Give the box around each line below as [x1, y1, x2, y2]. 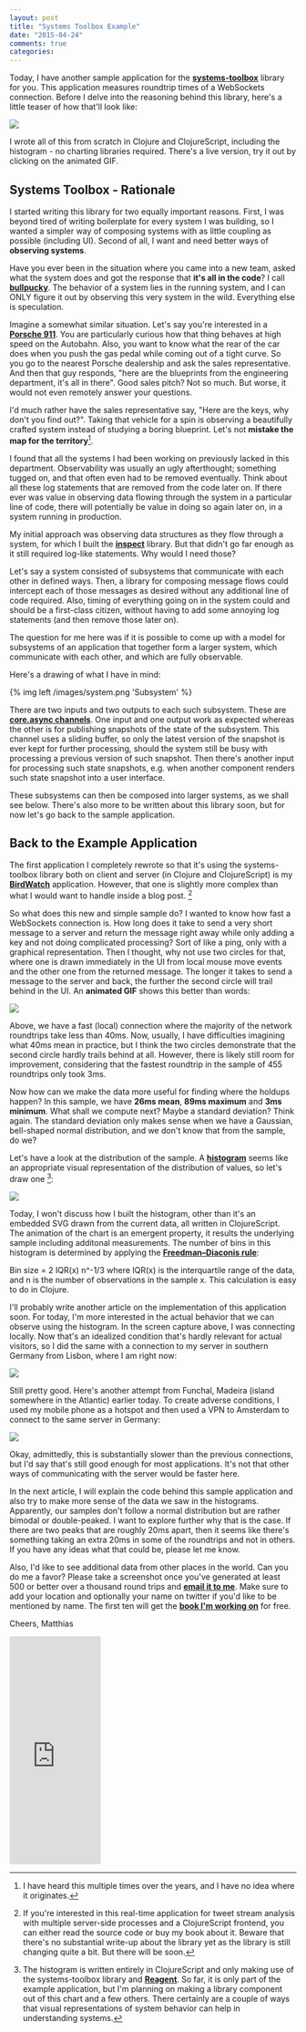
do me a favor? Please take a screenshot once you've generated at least [9, 1571, 280, 1582]
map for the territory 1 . [9, 433, 94, 446]
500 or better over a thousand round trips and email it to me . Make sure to [9, 1581, 289, 1591]
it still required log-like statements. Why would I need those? [9, 548, 237, 559]
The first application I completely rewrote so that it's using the [9, 859, 242, 871]
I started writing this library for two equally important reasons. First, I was [9, 206, 285, 217]
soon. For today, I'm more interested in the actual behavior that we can [9, 1311, 275, 1322]
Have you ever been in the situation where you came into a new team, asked [9, 262, 296, 274]
